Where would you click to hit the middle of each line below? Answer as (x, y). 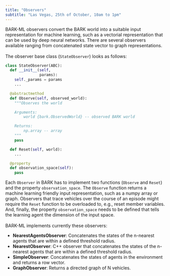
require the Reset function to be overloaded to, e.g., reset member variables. (85, 204)
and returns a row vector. (39, 263)
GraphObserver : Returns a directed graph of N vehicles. (72, 268)
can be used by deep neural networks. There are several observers (76, 40)
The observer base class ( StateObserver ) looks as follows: (66, 56)
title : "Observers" (26, 10)
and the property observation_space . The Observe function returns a (76, 188)
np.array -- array (43, 131)
